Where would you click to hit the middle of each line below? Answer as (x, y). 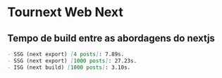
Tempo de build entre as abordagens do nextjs (111, 38)
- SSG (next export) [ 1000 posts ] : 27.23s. (72, 60)
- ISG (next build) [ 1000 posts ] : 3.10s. (69, 67)
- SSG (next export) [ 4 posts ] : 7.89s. (66, 54)
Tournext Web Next (65, 12)
